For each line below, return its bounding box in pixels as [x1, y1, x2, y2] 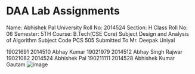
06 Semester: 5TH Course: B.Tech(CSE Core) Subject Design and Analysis [6, 30, 189, 37]
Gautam [6, 61, 26, 68]
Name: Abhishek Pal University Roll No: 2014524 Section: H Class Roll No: [6, 24, 188, 31]
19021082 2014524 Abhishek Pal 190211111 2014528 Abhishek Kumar [6, 54, 175, 61]
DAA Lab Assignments [6, 4, 120, 18]
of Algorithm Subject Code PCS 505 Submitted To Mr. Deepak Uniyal [6, 36, 175, 44]
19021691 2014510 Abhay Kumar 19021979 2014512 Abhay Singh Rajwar [6, 48, 183, 55]
